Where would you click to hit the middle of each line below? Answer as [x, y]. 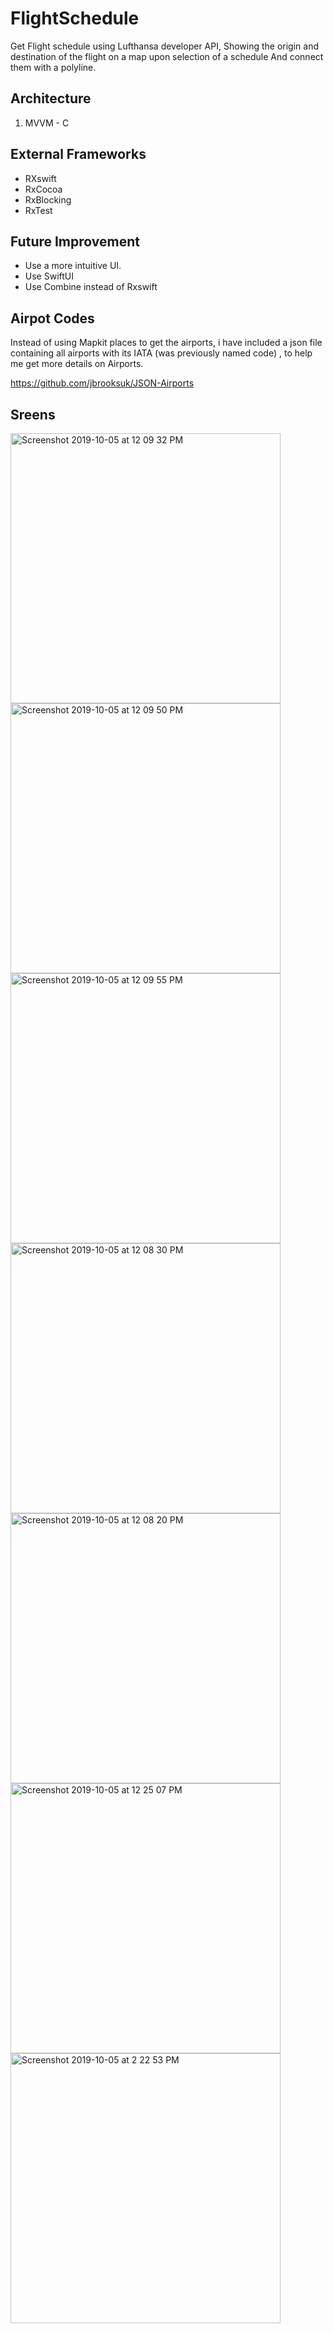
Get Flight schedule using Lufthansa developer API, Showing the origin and [165, 46]
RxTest [38, 210]
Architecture [51, 98]
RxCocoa [43, 189]
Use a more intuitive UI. [73, 266]
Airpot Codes [52, 318]
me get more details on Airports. [77, 364]
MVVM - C [47, 123]
